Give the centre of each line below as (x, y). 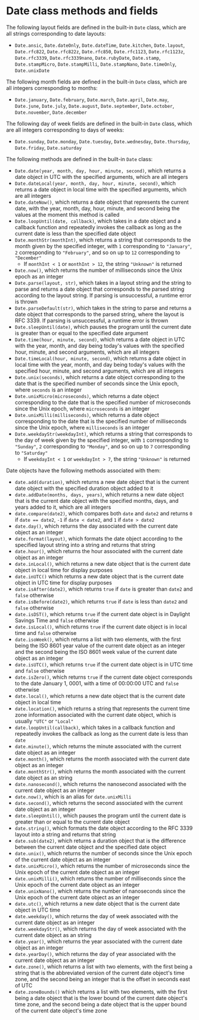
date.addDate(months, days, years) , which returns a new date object (99, 494)
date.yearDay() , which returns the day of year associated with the (95, 954)
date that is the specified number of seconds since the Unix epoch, (97, 383)
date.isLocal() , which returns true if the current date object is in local (101, 627)
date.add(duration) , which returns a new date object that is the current (102, 482)
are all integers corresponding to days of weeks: (65, 130)
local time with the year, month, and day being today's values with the (100, 364)
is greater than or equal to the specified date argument (81, 333)
